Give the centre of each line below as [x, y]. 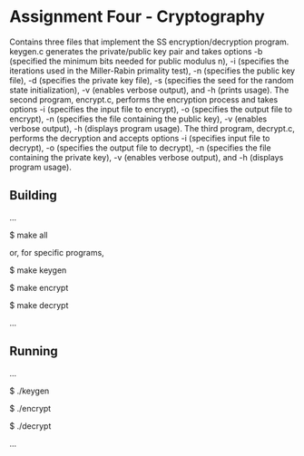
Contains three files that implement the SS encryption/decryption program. [149, 42]
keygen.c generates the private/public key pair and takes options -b [136, 51]
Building [33, 195]
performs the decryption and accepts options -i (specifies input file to [140, 138]
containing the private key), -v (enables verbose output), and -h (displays [147, 157]
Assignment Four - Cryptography [137, 17]
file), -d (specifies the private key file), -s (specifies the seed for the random [152, 80]
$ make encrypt [39, 287]
